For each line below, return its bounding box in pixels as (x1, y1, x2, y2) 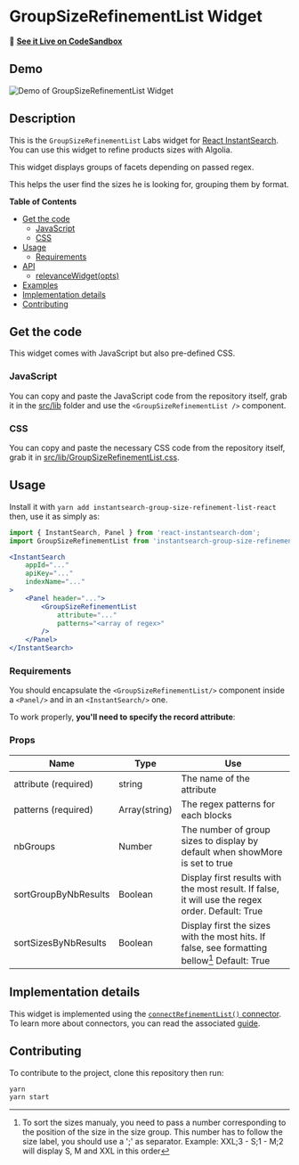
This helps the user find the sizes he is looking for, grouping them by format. (9, 178, 289, 189)
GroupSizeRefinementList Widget (9, 6, 263, 27)
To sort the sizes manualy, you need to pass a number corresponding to (21, 1117, 287, 1128)
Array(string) (118, 803, 173, 816)
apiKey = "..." (25, 569, 74, 578)
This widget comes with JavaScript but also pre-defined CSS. (9, 348, 236, 358)
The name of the (181, 772, 251, 784)
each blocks (181, 808, 232, 821)
